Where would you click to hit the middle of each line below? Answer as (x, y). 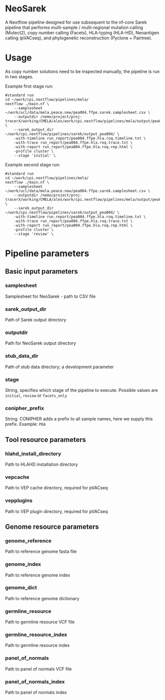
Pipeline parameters (47, 254)
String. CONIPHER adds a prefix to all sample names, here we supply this (79, 419)
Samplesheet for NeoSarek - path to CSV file (50, 296)
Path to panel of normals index (36, 692)
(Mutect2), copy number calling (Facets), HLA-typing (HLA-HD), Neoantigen (82, 32)
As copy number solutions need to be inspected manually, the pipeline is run (82, 71)
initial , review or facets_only (36, 395)
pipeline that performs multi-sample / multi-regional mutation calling (74, 27)
